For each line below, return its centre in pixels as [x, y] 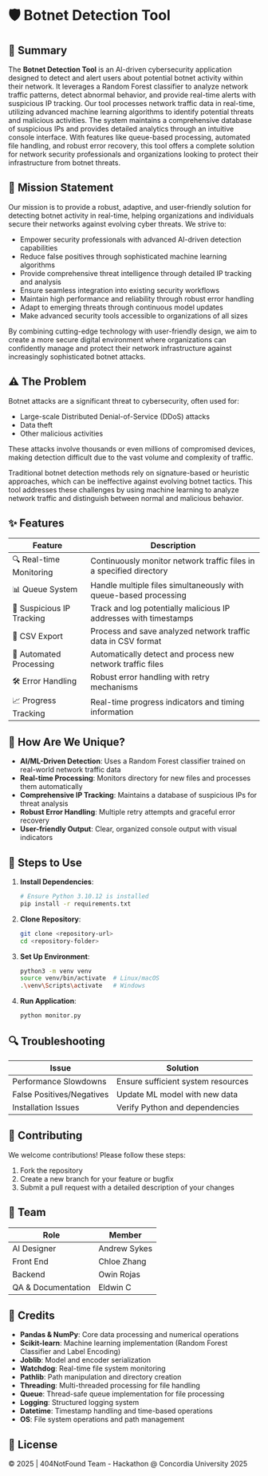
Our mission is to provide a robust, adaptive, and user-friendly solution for [130, 207]
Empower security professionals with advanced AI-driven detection [130, 239]
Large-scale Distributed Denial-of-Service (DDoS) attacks [114, 416]
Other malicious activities [61, 433]
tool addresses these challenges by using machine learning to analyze [124, 489]
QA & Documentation [51, 1287]
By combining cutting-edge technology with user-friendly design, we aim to [133, 331]
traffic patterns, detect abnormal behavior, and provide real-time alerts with [132, 95]
